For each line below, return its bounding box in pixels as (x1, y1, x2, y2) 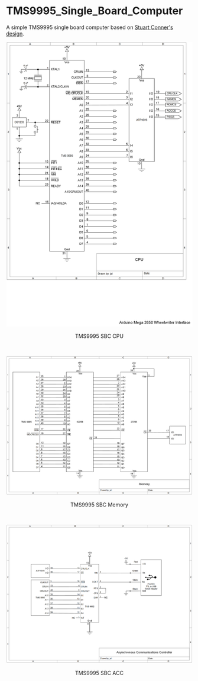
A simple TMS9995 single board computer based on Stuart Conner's (6, 24, 173, 31)
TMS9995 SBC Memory (70, 501, 129, 508)
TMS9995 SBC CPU (74, 333, 124, 340)
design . (6, 30, 25, 37)
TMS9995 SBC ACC (74, 670, 124, 676)
